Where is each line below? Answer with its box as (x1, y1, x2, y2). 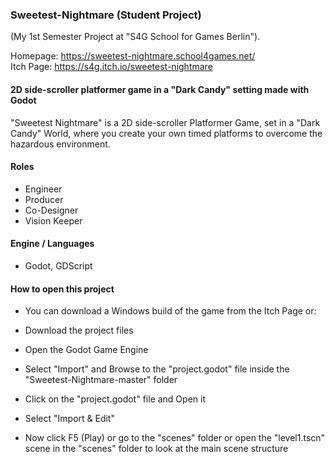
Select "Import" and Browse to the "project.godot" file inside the (24, 363, 290, 375)
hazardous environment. (10, 138, 111, 150)
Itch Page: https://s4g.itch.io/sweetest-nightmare (10, 61, 213, 73)
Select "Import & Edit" (24, 413, 115, 425)
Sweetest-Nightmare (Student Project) (10, 8, 202, 22)
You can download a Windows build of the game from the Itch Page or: (24, 305, 317, 317)
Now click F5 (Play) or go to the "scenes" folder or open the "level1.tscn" (24, 432, 326, 444)
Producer (24, 193, 64, 205)
